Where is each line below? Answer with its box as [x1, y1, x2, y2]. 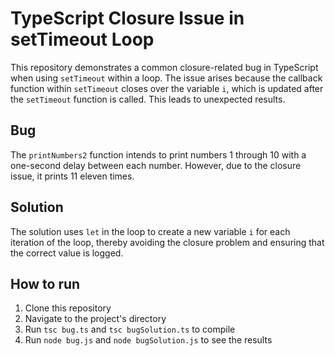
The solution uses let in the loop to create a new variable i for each [10, 225, 291, 237]
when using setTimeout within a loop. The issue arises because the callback [10, 72, 323, 84]
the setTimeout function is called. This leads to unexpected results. [10, 93, 286, 105]
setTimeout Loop [10, 28, 155, 51]
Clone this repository [24, 302, 112, 314]
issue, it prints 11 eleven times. [10, 170, 135, 182]
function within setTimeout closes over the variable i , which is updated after [10, 82, 324, 94]
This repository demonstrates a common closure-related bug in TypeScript [10, 61, 319, 73]
